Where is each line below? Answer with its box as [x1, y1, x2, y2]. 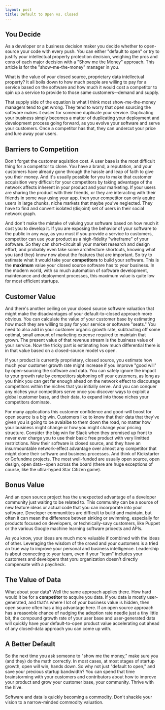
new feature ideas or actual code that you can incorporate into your [5, 504, 142, 510]
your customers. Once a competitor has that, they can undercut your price [5, 126, 156, 132]
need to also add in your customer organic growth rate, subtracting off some [5, 326, 161, 332]
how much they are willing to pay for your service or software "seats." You [5, 321, 156, 327]
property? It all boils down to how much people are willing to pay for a [5, 79, 147, 85]
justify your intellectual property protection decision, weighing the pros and [5, 54, 158, 60]
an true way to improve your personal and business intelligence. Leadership [5, 545, 159, 551]
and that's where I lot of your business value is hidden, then [28, 599, 150, 605]
